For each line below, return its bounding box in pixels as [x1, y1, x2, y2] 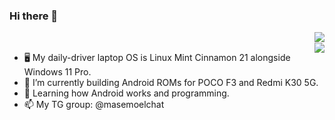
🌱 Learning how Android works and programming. [23, 87, 230, 99]
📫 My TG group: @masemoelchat [23, 99, 165, 111]
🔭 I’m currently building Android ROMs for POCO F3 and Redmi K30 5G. [23, 77, 319, 89]
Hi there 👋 [9, 9, 59, 23]
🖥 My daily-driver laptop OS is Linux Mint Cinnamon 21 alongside [23, 52, 291, 64]
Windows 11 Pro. [23, 66, 92, 78]
